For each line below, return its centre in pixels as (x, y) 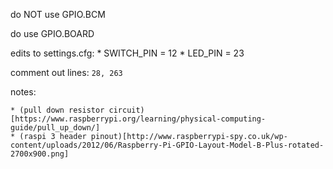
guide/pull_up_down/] (55, 128)
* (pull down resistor (57, 110)
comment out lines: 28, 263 (66, 72)
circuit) (126, 110)
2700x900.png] (40, 154)
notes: (23, 92)
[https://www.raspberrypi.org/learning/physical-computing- (138, 119)
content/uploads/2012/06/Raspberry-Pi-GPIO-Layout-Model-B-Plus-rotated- (167, 145)
